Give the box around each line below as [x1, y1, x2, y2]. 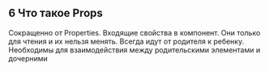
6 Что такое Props [8, 6, 104, 20]
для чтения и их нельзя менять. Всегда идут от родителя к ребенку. [8, 36, 245, 46]
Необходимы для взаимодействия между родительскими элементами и [8, 44, 261, 55]
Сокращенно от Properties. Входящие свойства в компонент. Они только [8, 27, 261, 37]
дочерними [8, 53, 49, 63]
